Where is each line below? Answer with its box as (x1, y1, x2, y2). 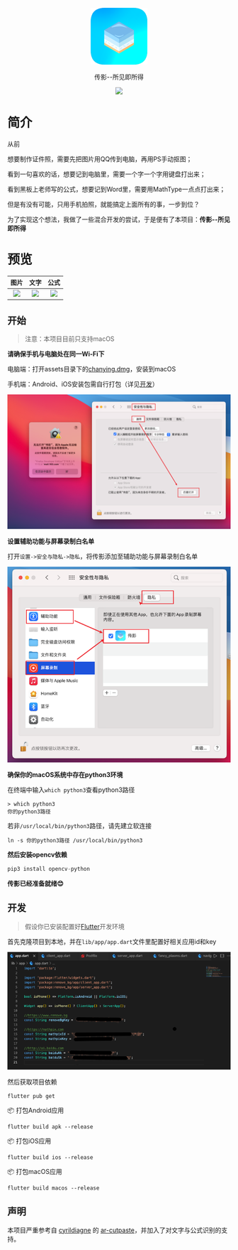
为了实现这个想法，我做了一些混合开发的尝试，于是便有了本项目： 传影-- (7, 214, 218, 224)
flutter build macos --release (7, 1184, 100, 1192)
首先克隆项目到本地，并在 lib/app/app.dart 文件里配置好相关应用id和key (7, 937, 217, 945)
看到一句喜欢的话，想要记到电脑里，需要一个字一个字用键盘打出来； (7, 170, 206, 178)
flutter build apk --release (7, 1123, 93, 1130)
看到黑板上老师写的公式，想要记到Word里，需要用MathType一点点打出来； (7, 185, 226, 193)
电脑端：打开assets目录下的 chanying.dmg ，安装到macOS (7, 364, 176, 373)
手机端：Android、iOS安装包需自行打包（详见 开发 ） (7, 379, 159, 388)
